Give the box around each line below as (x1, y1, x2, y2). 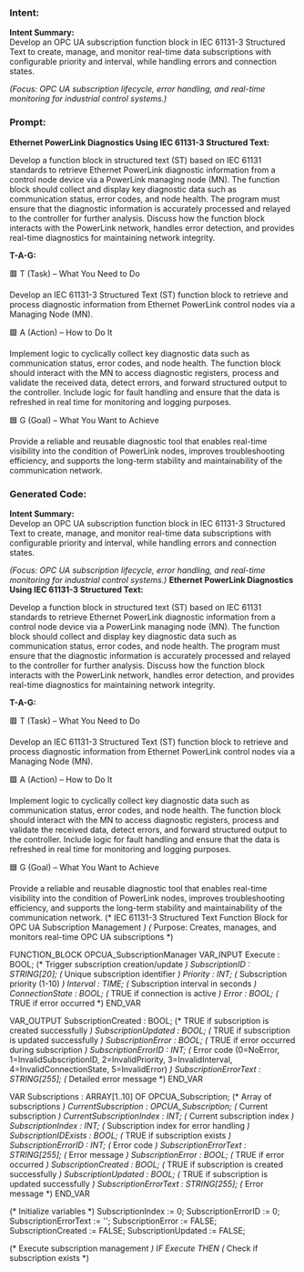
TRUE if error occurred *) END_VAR (9, 997, 141, 1008)
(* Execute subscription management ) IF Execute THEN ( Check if (9, 1243, 258, 1254)
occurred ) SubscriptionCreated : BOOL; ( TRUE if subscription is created (9, 1159, 284, 1170)
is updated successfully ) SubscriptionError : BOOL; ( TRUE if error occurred (9, 1034, 296, 1046)
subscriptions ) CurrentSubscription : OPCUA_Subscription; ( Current (9, 1100, 269, 1111)
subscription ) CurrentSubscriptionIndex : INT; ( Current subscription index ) (9, 1110, 295, 1121)
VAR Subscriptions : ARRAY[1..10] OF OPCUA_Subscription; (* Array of (9, 1090, 272, 1101)
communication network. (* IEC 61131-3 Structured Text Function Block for (9, 912, 289, 923)
